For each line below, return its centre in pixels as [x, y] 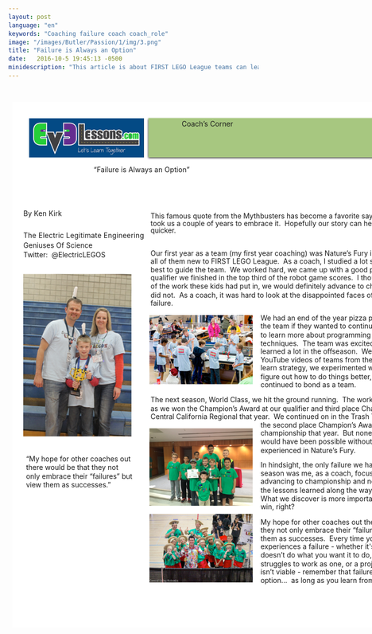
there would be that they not [72, 468]
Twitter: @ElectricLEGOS [64, 254]
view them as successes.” [68, 484]
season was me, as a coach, [307, 473]
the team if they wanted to [304, 326]
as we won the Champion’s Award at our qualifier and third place [255, 408]
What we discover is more [303, 499]
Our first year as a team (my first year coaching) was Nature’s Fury [259, 253]
